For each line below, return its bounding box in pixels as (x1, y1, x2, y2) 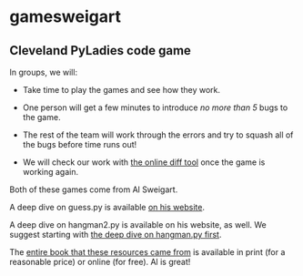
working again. (22, 167, 79, 177)
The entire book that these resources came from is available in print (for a (9, 247, 286, 257)
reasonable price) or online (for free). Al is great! (9, 257, 191, 267)
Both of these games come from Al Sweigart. (9, 184, 178, 195)
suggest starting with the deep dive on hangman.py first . (9, 230, 222, 240)
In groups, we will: (9, 66, 78, 77)
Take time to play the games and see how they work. (22, 85, 221, 95)
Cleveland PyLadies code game (9, 43, 191, 58)
